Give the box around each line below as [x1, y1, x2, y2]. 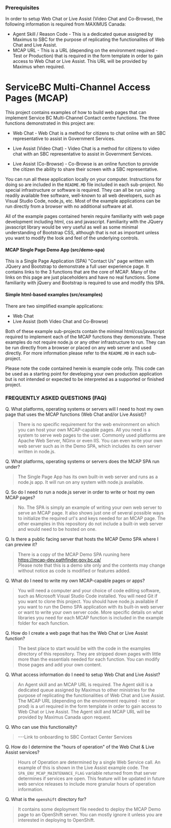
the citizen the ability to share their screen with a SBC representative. [12, 166, 159, 172]
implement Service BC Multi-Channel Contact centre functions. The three [5, 115, 160, 121]
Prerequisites [5, 4, 39, 11]
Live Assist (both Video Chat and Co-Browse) [12, 318, 109, 324]
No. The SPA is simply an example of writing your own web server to [17, 504, 162, 510]
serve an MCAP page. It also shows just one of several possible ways [17, 509, 164, 516]
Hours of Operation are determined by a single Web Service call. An [17, 759, 161, 765]
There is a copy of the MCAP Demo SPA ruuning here [17, 551, 130, 557]
